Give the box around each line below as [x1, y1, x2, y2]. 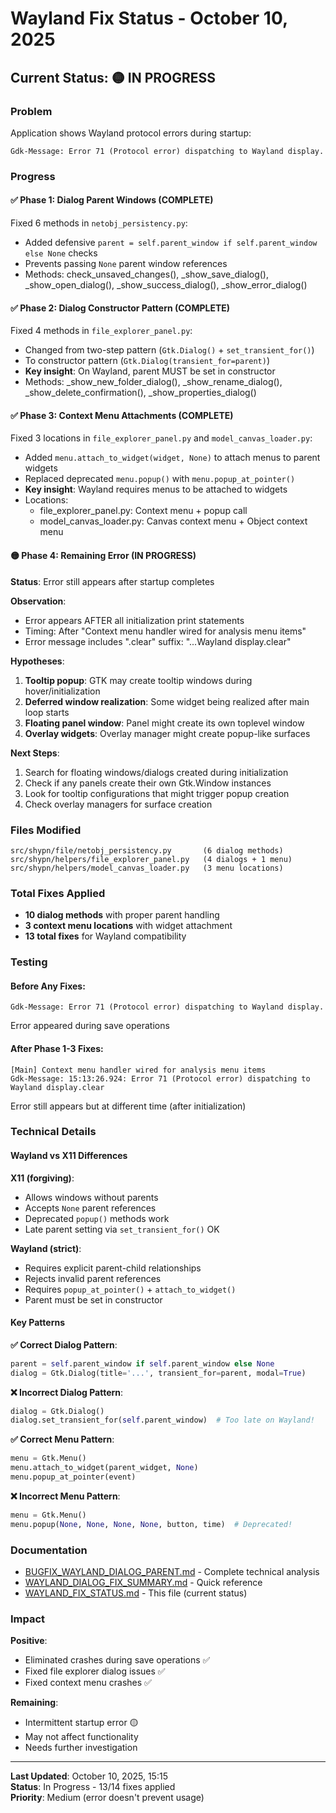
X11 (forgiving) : [10, 1172, 75, 1184]
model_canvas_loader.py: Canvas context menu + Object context [39, 515, 308, 527]
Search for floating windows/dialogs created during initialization [24, 766, 289, 778]
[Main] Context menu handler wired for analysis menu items [10, 1065, 267, 1075]
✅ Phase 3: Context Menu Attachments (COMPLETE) [10, 409, 234, 421]
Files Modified [10, 823, 82, 837]
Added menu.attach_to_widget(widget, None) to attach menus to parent [24, 452, 321, 464]
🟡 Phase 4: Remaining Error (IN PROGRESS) [10, 550, 197, 561]
